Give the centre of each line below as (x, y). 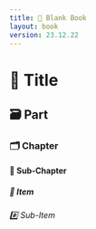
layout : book (34, 26)
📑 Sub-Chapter (38, 171)
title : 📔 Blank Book (48, 18)
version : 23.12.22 (44, 35)
